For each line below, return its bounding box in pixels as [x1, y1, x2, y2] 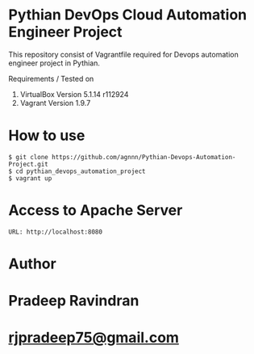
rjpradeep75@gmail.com [8, 329, 180, 347]
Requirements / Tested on [8, 74, 94, 83]
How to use [8, 127, 85, 145]
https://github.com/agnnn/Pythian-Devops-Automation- [51, 153, 236, 161]
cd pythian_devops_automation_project [15, 167, 147, 175]
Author [8, 255, 56, 272]
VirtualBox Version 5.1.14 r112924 [19, 89, 129, 99]
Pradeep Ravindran [8, 292, 139, 310]
